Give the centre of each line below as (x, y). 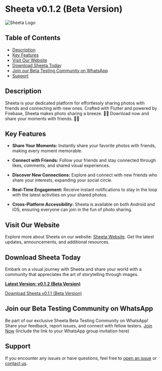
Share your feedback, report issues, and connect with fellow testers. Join (79, 325)
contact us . (16, 363)
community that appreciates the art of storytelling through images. (72, 274)
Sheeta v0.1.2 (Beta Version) (64, 9)
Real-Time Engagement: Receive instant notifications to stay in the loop (85, 190)
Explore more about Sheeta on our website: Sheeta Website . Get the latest (80, 237)
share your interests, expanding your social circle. (62, 180)
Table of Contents (33, 38)
